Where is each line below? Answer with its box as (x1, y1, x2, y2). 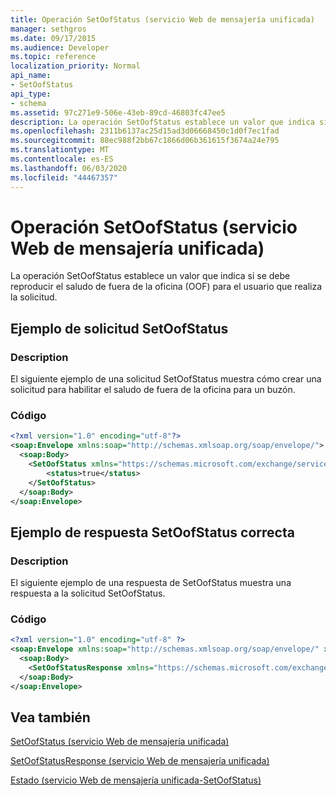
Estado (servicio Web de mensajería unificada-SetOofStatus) (10, 774, 262, 786)
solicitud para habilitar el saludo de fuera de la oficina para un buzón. (10, 384, 296, 396)
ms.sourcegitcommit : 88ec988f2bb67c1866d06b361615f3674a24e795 (10, 136, 280, 146)
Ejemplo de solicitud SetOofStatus (10, 320, 229, 337)
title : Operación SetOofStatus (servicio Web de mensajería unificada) (10, 14, 315, 25)
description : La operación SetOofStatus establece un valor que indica (10, 117, 315, 127)
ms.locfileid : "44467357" (10, 172, 118, 183)
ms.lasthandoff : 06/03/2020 (10, 163, 128, 173)
